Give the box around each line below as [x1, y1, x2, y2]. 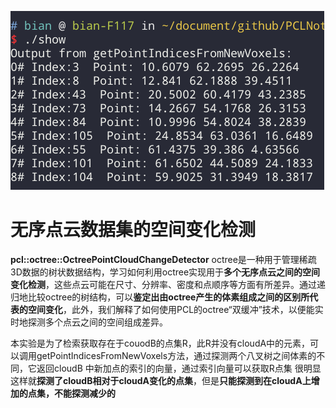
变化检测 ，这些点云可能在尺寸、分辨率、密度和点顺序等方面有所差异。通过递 [10, 278, 326, 290]
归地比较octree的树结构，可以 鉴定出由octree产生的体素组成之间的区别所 [10, 291, 310, 303]
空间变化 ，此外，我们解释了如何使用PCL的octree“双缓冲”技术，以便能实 [27, 303, 324, 315]
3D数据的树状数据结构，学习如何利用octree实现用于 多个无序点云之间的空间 [10, 266, 321, 278]
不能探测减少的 [53, 387, 116, 399]
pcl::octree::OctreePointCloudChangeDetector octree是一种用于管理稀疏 [10, 253, 317, 265]
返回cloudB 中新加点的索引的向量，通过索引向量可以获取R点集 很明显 [36, 362, 322, 374]
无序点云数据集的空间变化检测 [10, 219, 257, 241]
